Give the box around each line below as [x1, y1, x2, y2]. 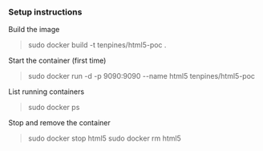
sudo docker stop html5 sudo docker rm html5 [27, 133, 182, 143]
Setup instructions [8, 6, 83, 18]
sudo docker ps [27, 103, 80, 112]
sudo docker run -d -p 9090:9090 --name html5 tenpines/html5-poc [27, 71, 255, 81]
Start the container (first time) [8, 55, 107, 66]
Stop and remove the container [8, 118, 111, 128]
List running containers [8, 87, 85, 96]
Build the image [8, 25, 60, 35]
